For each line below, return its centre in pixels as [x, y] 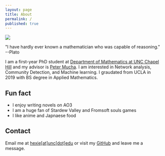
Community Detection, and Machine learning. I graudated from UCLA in [78, 72]
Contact [18, 131]
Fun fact [18, 93]
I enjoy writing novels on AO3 [42, 105]
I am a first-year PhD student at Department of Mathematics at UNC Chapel [82, 62]
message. [15, 148]
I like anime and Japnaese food [44, 116]
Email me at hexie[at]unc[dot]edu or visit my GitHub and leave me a [74, 143]
